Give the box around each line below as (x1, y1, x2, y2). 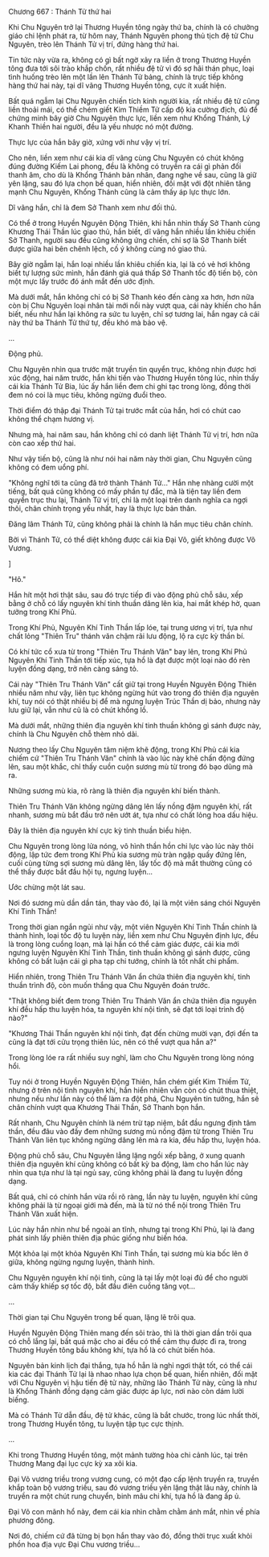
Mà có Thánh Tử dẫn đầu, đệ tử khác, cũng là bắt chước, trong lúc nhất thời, (8, 1411, 260, 1420)
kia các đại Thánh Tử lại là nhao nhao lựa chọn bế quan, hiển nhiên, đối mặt (8, 1370, 258, 1379)
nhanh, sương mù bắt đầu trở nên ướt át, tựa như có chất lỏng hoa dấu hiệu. (8, 810, 259, 819)
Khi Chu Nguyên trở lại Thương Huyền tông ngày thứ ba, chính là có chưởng (8, 23, 259, 31)
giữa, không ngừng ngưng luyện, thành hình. (8, 1257, 155, 1267)
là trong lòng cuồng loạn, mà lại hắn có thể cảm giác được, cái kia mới (8, 940, 239, 949)
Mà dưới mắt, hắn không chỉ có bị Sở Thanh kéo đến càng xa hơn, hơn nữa (8, 293, 255, 301)
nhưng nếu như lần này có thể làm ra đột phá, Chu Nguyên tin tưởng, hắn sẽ (8, 1094, 259, 1104)
